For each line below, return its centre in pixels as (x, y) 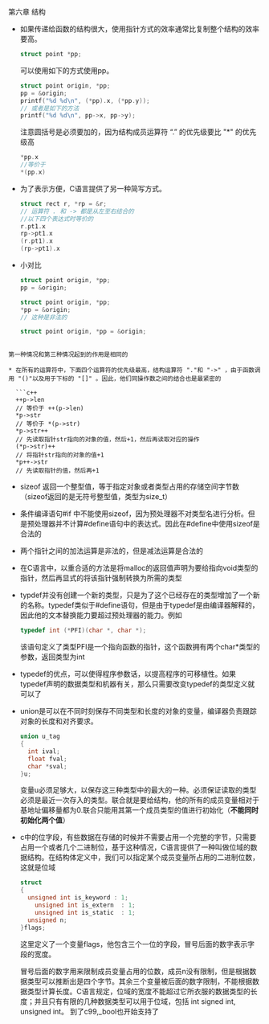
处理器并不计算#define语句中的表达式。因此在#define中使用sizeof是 (147, 524)
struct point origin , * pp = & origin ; (83, 332)
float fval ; (47, 759)
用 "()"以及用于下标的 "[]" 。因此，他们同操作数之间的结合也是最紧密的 (115, 379)
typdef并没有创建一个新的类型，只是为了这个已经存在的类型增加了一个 (137, 595)
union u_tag (40, 737)
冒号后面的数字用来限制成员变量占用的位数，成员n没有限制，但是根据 (135, 971)
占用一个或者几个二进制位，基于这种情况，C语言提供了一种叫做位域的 (135, 847)
